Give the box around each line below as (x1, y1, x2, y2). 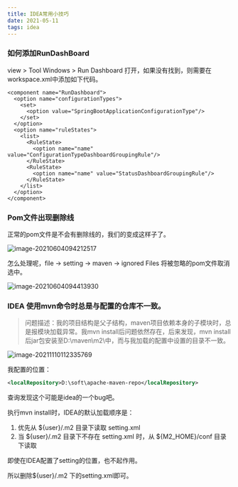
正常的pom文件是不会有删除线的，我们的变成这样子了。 (7, 230, 171, 238)
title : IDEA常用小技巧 (7, 10, 70, 18)
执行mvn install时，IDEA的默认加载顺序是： (7, 408, 134, 417)
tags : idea (7, 23, 40, 31)
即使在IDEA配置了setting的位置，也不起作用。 (7, 456, 141, 465)
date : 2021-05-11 (7, 17, 59, 24)
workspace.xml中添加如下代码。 (7, 75, 102, 83)
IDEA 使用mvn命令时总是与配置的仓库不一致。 (7, 301, 166, 311)
